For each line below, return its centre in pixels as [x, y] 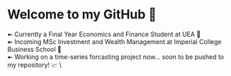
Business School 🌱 [34, 49]
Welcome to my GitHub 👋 [82, 15]
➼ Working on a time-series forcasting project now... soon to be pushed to [116, 57]
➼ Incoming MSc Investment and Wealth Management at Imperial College [114, 41]
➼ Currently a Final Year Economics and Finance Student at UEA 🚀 [104, 34]
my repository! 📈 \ [35, 65]
